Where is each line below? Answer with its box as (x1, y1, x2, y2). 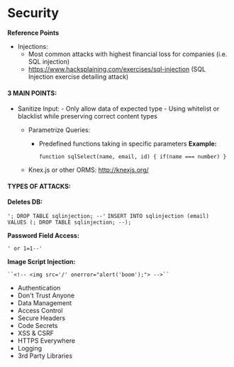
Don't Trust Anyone (17, 291, 75, 300)
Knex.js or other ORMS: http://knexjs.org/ (28, 165, 149, 175)
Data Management (17, 299, 72, 307)
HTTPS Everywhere (17, 336, 76, 345)
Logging (17, 344, 43, 353)
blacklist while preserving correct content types (17, 112, 157, 121)
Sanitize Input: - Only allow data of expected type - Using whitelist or (17, 104, 220, 113)
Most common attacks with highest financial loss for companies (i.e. (28, 50, 228, 58)
